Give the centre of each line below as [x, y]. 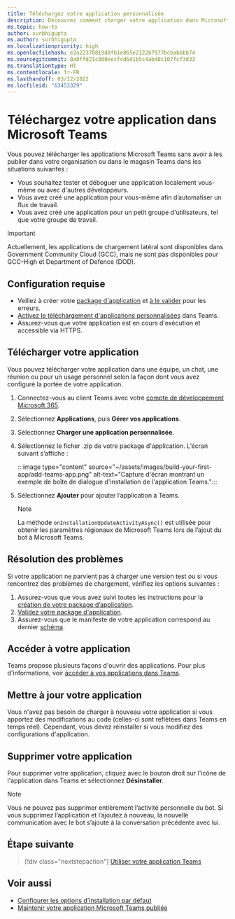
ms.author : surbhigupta [42, 40]
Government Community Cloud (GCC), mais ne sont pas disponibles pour [113, 254]
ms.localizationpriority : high [53, 46]
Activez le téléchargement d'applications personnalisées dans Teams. [118, 315]
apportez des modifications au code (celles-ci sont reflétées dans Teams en [117, 720]
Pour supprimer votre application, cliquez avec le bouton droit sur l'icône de [116, 773]
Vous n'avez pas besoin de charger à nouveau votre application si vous [110, 712]
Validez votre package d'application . [70, 612]
